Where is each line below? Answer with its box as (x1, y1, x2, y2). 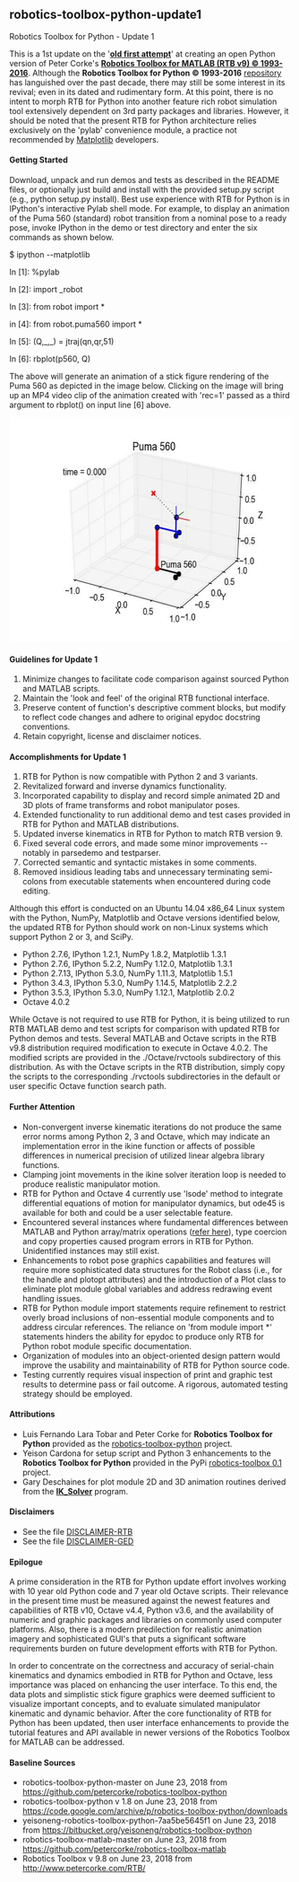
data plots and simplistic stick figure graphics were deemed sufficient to (9, 1689, 276, 1700)
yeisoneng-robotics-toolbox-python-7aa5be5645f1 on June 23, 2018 (21, 1816, 277, 1826)
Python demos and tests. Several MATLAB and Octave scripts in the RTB (9, 1033, 278, 1044)
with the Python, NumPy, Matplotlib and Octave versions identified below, (9, 912, 280, 923)
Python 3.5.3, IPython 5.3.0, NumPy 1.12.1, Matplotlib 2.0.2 (21, 987, 235, 998)
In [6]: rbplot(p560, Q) (9, 353, 91, 364)
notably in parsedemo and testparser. (21, 848, 161, 858)
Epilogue (9, 1556, 43, 1567)
